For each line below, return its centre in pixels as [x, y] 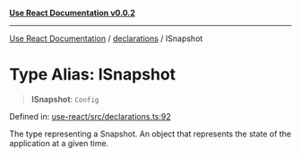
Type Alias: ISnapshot [93, 74]
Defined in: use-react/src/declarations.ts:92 [90, 116]
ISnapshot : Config [65, 99]
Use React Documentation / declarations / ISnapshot [106, 38]
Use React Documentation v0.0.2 [73, 13]
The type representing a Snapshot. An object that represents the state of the [150, 134]
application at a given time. [59, 143]
